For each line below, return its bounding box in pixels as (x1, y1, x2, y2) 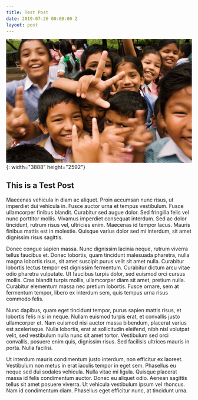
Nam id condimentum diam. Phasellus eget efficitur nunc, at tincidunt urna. (6, 386, 188, 394)
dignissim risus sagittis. (6, 233, 63, 241)
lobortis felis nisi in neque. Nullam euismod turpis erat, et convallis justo (6, 313, 180, 320)
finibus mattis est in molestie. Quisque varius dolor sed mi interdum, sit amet (6, 227, 192, 234)
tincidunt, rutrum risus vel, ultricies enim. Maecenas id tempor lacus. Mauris (6, 221, 190, 228)
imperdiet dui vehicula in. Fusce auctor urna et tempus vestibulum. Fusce (6, 202, 184, 209)
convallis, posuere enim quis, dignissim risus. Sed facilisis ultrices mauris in (6, 338, 190, 345)
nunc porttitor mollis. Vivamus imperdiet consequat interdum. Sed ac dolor (6, 215, 187, 222)
